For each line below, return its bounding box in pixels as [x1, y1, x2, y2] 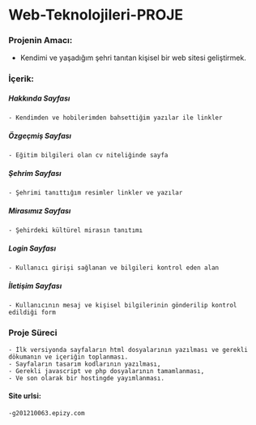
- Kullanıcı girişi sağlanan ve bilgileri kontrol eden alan [8, 264, 220, 273]
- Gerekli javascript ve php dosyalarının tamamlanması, [8, 367, 205, 375]
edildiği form [8, 308, 57, 317]
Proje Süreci [8, 327, 58, 338]
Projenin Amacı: [8, 35, 73, 46]
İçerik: [8, 73, 35, 84]
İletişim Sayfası [8, 281, 62, 290]
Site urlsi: [8, 391, 42, 401]
